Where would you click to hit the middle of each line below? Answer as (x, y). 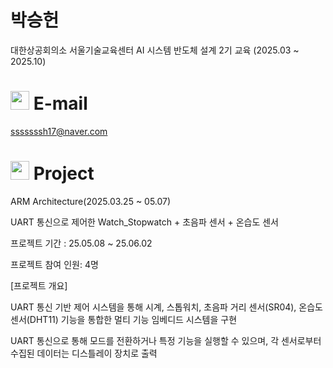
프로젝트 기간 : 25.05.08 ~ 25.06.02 (81, 243)
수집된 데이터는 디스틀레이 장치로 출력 (84, 353)
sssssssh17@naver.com (59, 131)
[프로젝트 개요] (39, 285)
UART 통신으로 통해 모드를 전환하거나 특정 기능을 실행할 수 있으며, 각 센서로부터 (166, 340)
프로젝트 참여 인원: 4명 (54, 264)
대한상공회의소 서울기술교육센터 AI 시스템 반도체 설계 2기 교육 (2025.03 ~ (155, 50)
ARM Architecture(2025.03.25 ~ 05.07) (91, 201)
